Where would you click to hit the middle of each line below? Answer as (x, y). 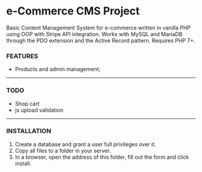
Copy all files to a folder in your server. (63, 150)
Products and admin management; (58, 69)
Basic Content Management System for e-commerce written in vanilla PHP (99, 28)
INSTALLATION (29, 131)
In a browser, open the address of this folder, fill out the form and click (102, 157)
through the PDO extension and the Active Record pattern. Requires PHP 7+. (101, 40)
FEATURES (22, 56)
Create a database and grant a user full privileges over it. (85, 144)
